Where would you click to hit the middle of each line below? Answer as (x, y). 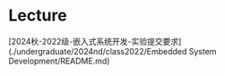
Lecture (38, 16)
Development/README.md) (59, 61)
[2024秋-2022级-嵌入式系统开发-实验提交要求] (95, 41)
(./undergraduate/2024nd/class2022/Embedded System (112, 51)
